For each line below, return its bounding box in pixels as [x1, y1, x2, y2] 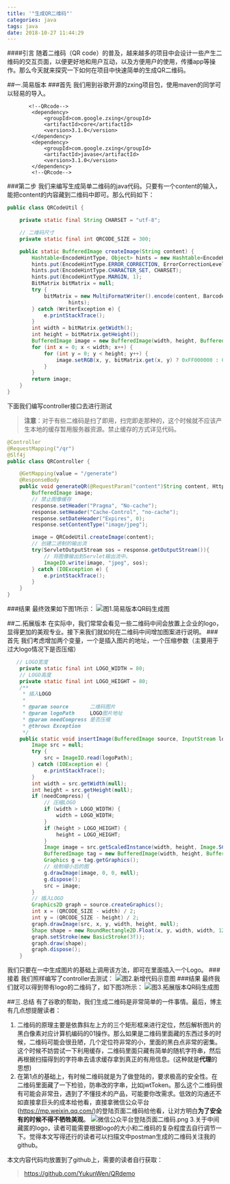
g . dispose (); [43, 875, 81, 883]
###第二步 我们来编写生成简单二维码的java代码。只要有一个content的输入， [7, 182, 221, 190]
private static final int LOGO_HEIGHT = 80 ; [19, 678, 149, 684]
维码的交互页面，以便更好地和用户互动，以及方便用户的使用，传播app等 [7, 58, 210, 66]
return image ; [31, 376, 72, 383]
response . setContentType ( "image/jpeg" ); [31, 522, 149, 528]
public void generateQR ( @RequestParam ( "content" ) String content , [19, 483, 210, 490]
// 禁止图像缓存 [31, 495, 72, 502]
